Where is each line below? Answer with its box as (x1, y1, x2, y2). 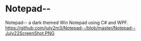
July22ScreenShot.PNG (5, 30, 55, 36)
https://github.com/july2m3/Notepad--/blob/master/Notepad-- (5, 24, 136, 30)
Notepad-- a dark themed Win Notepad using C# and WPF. (5, 19, 128, 25)
